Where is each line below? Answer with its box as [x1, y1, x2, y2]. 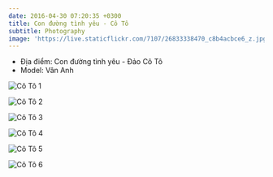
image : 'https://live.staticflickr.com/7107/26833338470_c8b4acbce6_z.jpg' [8, 34, 271, 43]
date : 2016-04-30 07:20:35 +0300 [8, 11, 122, 20]
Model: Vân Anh [19, 66, 75, 76]
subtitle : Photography [8, 27, 85, 35]
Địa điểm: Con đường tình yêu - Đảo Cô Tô [19, 57, 163, 67]
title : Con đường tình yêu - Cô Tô [8, 19, 129, 28]
